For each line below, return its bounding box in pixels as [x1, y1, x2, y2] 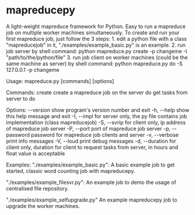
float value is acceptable [6, 150, 65, 157]
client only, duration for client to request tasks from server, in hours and [6, 144, 179, 151]
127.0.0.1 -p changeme [6, 66, 60, 73]
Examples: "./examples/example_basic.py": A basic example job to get [6, 161, 175, 168]
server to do [6, 95, 36, 102]
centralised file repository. [6, 185, 69, 192]
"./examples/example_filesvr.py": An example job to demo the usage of [6, 179, 176, 186]
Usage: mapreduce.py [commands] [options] [6, 77, 114, 85]
